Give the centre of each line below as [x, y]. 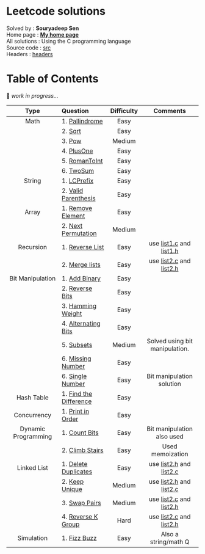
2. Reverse [77, 288]
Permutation [79, 233]
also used [170, 436]
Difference [77, 401]
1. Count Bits [80, 432]
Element [74, 216]
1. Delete [75, 464]
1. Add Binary [81, 278]
